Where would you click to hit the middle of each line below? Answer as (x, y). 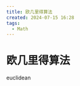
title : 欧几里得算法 (29, 12)
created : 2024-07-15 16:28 (40, 18)
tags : (13, 23)
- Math (20, 29)
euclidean (19, 78)
